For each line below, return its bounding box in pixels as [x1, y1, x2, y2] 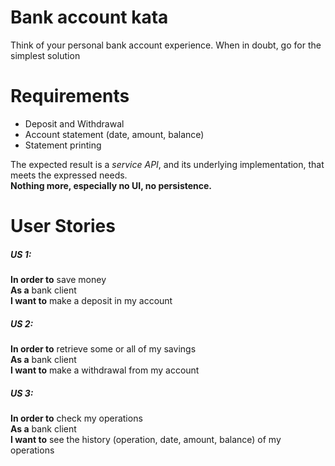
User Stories [10, 215, 116, 238]
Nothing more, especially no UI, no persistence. [10, 179, 213, 191]
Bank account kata [10, 6, 169, 29]
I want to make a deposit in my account [10, 295, 173, 307]
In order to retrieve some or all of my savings [10, 343, 197, 355]
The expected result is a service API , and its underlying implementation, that [10, 158, 325, 170]
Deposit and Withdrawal [24, 117, 125, 130]
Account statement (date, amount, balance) [24, 128, 205, 140]
